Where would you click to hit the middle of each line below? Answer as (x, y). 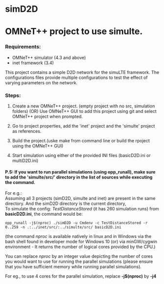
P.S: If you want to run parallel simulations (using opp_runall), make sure (80, 172)
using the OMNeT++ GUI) (38, 146)
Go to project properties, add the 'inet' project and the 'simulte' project (83, 126)
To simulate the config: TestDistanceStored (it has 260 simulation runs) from (82, 209)
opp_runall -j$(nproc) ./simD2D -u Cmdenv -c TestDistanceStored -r (76, 223)
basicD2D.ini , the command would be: (44, 214)
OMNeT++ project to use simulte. (74, 32)
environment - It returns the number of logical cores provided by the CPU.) (80, 247)
